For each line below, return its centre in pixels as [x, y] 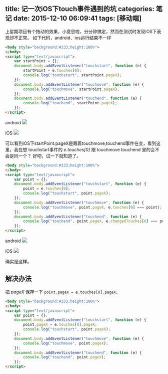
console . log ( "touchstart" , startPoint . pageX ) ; [72, 75]
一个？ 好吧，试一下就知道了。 [49, 156]
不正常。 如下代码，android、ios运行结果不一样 [62, 38]
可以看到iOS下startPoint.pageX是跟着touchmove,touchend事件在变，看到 [81, 143]
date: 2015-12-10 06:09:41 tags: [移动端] [77, 18]
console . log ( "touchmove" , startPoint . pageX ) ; [71, 89]
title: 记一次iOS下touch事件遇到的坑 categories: [80, 9]
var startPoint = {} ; [36, 61]
